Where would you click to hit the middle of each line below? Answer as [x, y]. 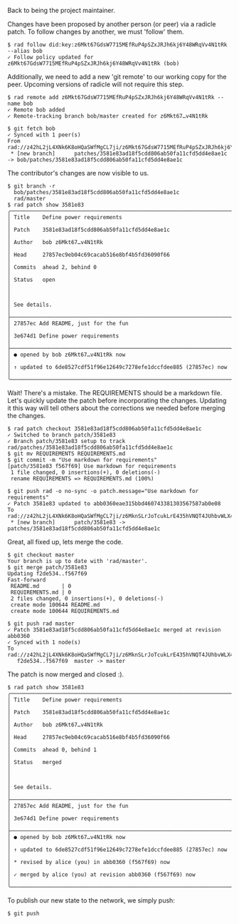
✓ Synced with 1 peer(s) [44, 135]
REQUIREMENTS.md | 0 [41, 592]
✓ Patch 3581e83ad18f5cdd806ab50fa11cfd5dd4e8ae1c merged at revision [114, 630]
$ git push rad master [41, 624]
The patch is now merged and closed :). [66, 674]
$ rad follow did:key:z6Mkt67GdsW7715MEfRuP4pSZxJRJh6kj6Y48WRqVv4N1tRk [117, 45]
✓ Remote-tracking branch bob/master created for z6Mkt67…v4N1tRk [108, 116]
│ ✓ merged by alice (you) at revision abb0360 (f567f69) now [101, 875]
